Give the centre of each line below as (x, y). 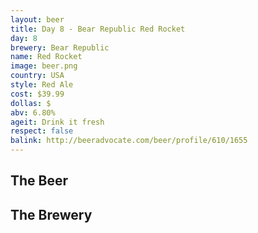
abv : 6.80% (33, 112)
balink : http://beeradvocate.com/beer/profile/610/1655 (129, 141)
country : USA (37, 76)
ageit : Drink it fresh (57, 122)
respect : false (42, 131)
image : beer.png (44, 66)
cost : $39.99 (37, 94)
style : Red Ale (42, 85)
